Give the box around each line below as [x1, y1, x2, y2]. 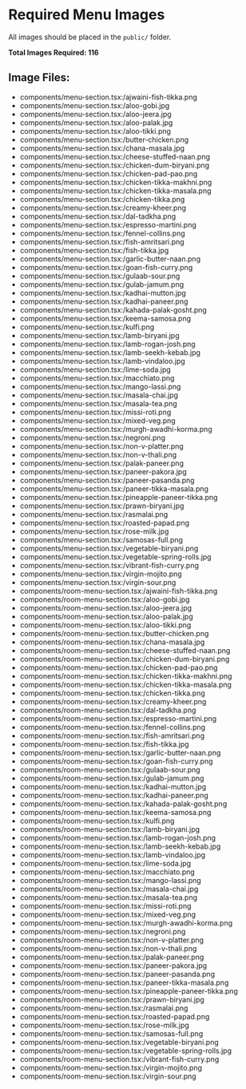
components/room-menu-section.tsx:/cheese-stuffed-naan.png [19, 645, 231, 655]
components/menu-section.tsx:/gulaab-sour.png [19, 271, 181, 280]
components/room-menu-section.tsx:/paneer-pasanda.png [19, 969, 216, 978]
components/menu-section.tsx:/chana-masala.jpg [19, 143, 185, 153]
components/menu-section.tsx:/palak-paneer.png [19, 458, 184, 468]
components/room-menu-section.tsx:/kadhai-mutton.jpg [19, 781, 207, 791]
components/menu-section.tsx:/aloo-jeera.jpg [19, 109, 172, 119]
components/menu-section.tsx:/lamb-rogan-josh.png [19, 339, 196, 349]
